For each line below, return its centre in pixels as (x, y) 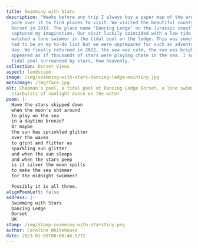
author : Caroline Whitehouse (42, 230)
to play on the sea (35, 115)
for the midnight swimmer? (44, 176)
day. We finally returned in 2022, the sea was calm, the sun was (95, 50)
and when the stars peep (42, 160)
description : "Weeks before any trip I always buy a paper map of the (95, 17)
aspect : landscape (29, 72)
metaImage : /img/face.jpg (38, 83)
